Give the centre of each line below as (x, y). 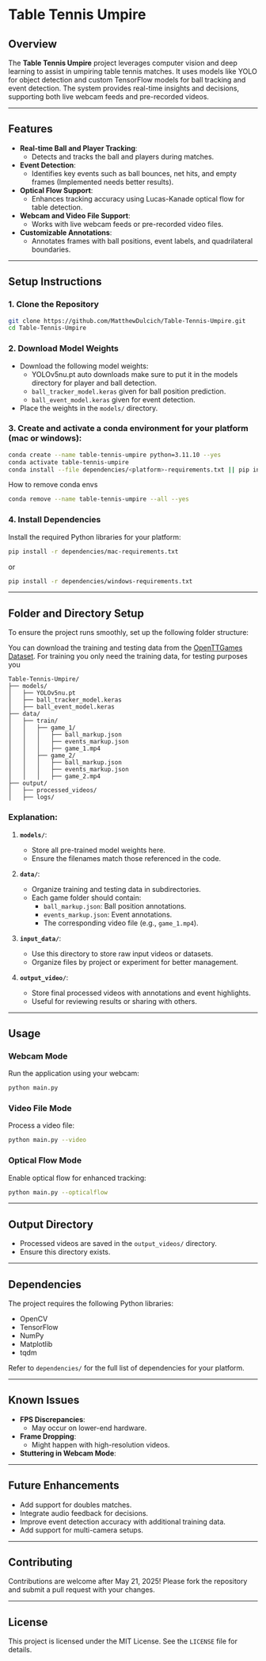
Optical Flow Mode (45, 1160)
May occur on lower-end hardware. (89, 1428)
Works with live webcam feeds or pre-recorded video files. (127, 224)
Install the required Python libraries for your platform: (95, 536)
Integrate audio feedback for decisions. (84, 1513)
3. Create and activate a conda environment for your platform (128, 429)
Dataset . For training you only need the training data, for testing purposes (128, 656)
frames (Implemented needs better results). (103, 182)
